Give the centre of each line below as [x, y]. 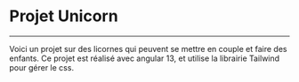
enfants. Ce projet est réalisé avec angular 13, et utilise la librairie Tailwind [145, 58]
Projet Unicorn [64, 16]
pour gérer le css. [41, 67]
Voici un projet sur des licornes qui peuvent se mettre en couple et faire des [148, 48]
